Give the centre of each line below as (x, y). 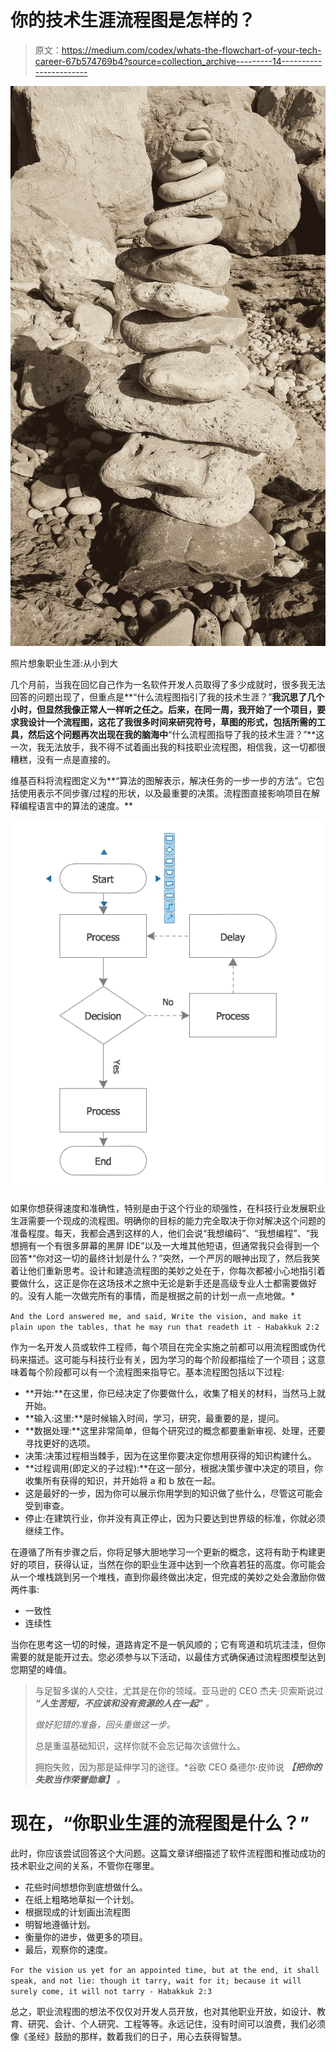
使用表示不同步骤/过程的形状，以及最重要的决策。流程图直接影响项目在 (165, 793)
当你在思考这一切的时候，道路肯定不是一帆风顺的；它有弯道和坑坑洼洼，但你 (168, 1644)
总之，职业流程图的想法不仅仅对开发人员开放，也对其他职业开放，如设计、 (163, 2011)
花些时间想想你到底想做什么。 (86, 1887)
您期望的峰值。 (41, 1669)
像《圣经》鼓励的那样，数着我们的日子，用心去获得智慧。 (128, 2036)
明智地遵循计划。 (60, 1924)
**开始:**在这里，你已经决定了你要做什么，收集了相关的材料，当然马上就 (175, 1393)
